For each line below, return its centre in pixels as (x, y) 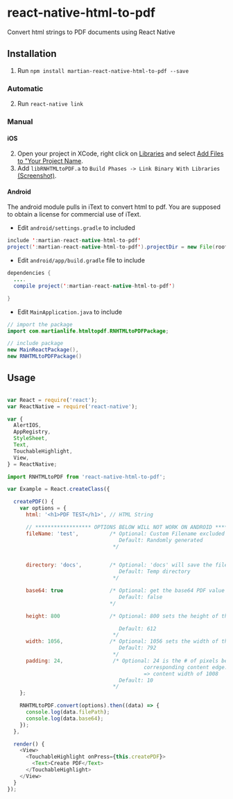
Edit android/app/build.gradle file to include (81, 260)
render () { (29, 744)
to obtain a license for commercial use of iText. (74, 215)
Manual (20, 121)
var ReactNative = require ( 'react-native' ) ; (72, 406)
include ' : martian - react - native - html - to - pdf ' (74, 241)
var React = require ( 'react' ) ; (52, 400)
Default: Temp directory (155, 572)
